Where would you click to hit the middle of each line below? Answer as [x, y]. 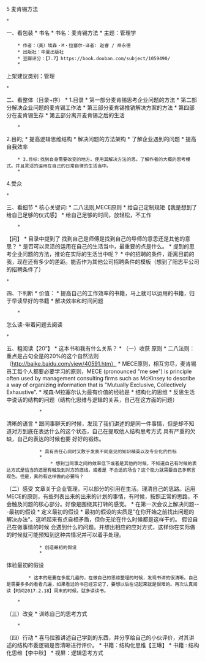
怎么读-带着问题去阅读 [35, 325]
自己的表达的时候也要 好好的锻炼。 [61, 439]
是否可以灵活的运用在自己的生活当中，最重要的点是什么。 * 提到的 [106, 246]
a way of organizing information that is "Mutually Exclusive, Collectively [96, 385]
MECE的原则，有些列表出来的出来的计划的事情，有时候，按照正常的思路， [100, 496]
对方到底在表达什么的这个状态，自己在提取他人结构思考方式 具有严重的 [101, 431]
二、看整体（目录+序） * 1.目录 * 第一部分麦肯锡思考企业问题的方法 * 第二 [99, 100]
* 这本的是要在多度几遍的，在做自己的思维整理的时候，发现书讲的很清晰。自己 [113, 578]
